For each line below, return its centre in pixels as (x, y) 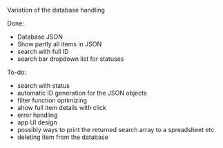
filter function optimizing (52, 100)
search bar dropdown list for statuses (70, 59)
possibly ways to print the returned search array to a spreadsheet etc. (116, 130)
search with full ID (43, 52)
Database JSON (40, 37)
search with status (43, 85)
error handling (37, 115)
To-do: (17, 72)
